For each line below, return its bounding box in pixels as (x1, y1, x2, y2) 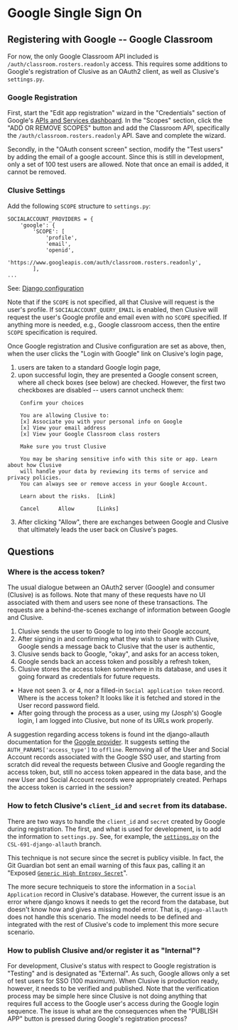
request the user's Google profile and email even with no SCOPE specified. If (7, 313, 227, 321)
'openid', (45, 247, 75, 254)
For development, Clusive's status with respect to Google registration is (7, 961, 217, 970)
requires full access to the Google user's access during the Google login (7, 999, 220, 1007)
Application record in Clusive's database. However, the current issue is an (7, 890, 226, 898)
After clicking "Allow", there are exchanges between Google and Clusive (17, 517, 229, 526)
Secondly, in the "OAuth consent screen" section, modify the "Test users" (7, 145, 224, 154)
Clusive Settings (7, 186, 65, 195)
